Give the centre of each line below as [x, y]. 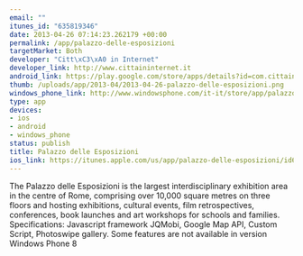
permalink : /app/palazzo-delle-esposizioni [92, 43]
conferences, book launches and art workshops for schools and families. [145, 215]
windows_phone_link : [48, 93]
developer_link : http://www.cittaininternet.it [101, 69]
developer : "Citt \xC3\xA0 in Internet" [84, 59]
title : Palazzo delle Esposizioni [74, 151]
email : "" [28, 18]
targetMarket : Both [46, 51]
